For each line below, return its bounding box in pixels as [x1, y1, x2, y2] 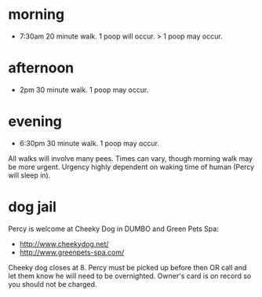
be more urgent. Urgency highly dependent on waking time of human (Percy [8, 162, 255, 171]
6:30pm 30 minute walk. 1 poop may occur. [19, 138, 159, 148]
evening [8, 112, 63, 130]
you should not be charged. [8, 279, 97, 288]
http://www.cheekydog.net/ [19, 239, 109, 248]
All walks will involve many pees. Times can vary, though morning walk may [8, 153, 253, 163]
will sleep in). [8, 170, 51, 180]
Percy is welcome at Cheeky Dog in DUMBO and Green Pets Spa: [8, 224, 220, 233]
